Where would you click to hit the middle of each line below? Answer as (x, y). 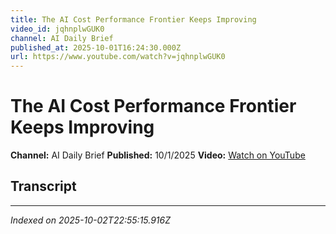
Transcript (43, 186)
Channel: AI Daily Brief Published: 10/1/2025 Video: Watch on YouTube (158, 155)
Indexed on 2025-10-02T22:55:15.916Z (91, 220)
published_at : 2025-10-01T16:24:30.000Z (96, 47)
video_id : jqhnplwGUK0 (57, 29)
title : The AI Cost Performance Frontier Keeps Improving (133, 19)
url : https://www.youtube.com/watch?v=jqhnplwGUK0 (118, 57)
